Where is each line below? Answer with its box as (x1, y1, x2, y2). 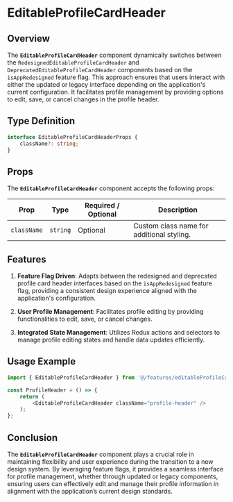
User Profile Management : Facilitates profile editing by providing (17, 308, 204, 316)
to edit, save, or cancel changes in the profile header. (7, 95, 159, 103)
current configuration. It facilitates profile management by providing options (7, 88, 224, 96)
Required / (84, 201, 120, 210)
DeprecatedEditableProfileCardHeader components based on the (7, 66, 193, 74)
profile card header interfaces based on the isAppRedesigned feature (17, 279, 213, 287)
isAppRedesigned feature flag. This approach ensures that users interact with (7, 73, 225, 81)
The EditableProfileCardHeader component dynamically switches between (7, 51, 222, 59)
